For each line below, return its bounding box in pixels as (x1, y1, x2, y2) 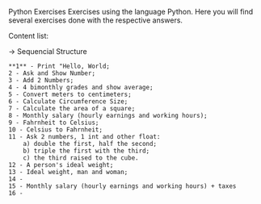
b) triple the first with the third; (23, 147, 150, 155)
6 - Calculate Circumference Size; (8, 98, 128, 106)
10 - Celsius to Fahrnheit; (8, 126, 103, 134)
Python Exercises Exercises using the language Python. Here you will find (8, 7, 254, 16)
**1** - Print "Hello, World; (8, 62, 111, 70)
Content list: (8, 31, 49, 40)
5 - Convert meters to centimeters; (8, 90, 132, 98)
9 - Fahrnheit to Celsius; (8, 119, 99, 127)
